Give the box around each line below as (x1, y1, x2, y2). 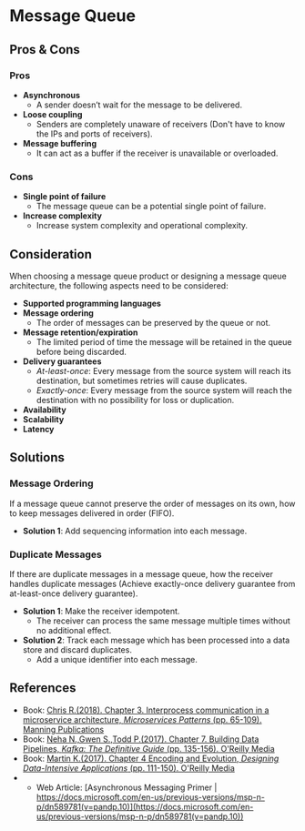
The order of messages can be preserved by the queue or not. (36, 317, 271, 328)
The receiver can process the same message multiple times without (36, 615, 290, 626)
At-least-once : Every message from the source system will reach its (36, 365, 291, 376)
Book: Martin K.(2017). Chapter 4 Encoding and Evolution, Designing (22, 753, 280, 764)
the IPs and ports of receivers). (36, 128, 153, 139)
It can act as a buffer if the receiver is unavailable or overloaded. (36, 147, 279, 158)
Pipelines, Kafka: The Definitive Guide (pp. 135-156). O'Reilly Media (22, 743, 275, 754)
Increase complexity (22, 210, 103, 221)
